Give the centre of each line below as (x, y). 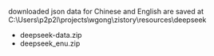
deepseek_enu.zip (50, 43)
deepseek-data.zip (51, 35)
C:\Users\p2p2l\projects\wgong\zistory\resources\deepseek (107, 20)
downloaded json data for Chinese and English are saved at (106, 11)
